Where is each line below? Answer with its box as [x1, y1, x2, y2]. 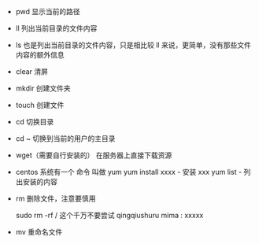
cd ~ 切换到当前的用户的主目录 [15, 134, 116, 143]
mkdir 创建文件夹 [15, 83, 71, 93]
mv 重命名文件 [15, 227, 63, 236]
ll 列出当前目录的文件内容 [15, 24, 98, 33]
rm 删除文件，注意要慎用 [15, 194, 96, 203]
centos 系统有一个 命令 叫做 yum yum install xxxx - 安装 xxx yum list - [15, 168, 242, 176]
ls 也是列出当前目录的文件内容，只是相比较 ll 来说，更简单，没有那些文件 [15, 40, 252, 50]
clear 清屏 [15, 67, 49, 76]
